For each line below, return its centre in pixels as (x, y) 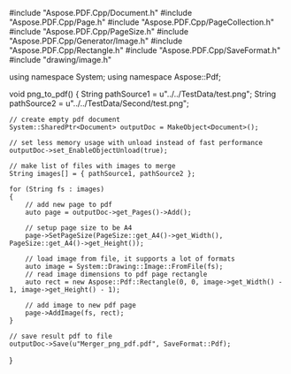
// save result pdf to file (61, 336)
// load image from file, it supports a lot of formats (130, 259)
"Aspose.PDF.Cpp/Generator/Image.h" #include (96, 41)
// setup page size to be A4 (79, 228)
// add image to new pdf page (81, 305)
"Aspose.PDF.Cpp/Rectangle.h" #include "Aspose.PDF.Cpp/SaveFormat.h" (145, 50)
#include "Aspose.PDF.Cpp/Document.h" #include (101, 13)
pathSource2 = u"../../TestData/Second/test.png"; (100, 103)
